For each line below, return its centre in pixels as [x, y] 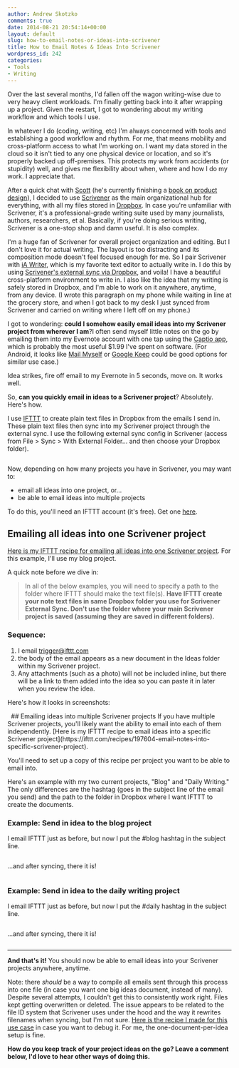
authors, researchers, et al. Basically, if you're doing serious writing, [107, 220]
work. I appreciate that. [41, 176]
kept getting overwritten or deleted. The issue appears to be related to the [116, 1005]
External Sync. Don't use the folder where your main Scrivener [119, 609]
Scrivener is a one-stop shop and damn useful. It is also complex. [103, 228]
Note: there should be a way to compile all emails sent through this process [118, 982]
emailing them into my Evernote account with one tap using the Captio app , [118, 339]
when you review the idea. [56, 688]
